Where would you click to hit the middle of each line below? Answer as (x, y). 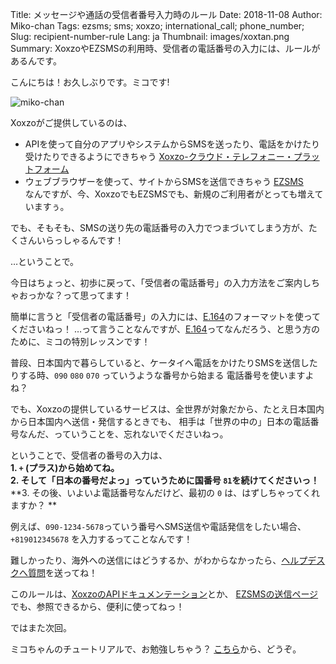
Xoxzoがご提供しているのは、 (71, 122)
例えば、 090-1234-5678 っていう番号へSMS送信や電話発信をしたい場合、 (158, 526)
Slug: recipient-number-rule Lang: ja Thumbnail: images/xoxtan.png (150, 36)
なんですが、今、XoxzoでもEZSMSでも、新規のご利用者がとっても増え (169, 194)
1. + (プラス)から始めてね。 (65, 467)
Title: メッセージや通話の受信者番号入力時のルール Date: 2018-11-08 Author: (166, 14)
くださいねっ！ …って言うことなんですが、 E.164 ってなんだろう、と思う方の (165, 329)
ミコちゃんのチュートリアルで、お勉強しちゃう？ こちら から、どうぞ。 (156, 649)
